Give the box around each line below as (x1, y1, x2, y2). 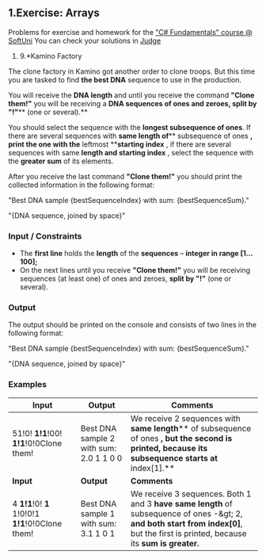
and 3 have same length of (130, 498, 233, 509)
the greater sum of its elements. (8, 156, 114, 166)
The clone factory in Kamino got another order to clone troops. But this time (8, 67, 256, 76)
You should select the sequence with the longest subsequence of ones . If (8, 122, 251, 132)
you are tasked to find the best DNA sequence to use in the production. (8, 75, 241, 84)
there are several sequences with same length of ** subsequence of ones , (8, 131, 253, 140)
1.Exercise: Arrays (8, 6, 101, 20)
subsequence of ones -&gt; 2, (130, 507, 243, 519)
